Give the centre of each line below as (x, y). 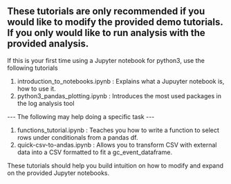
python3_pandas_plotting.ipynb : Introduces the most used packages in (119, 95)
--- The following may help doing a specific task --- (81, 116)
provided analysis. (48, 44)
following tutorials (33, 68)
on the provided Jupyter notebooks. (58, 173)
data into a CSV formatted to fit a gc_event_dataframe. (95, 152)
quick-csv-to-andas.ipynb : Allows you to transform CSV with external (117, 145)
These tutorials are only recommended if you (106, 11)
